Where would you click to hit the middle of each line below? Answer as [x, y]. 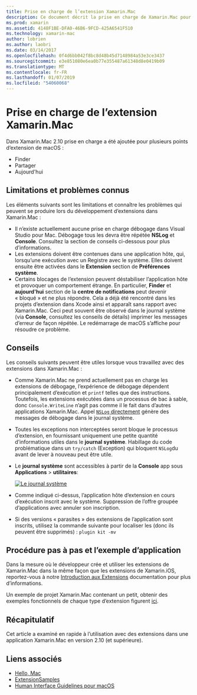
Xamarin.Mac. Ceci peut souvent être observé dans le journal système [100, 310]
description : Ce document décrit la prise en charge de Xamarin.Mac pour [99, 17]
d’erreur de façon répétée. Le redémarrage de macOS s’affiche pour [98, 323]
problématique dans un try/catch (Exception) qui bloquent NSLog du [96, 448]
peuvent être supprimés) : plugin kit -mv [65, 532]
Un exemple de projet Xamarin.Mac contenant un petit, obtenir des [87, 595]
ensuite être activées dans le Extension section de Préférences [92, 266]
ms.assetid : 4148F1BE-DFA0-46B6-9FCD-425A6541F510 [70, 28]
